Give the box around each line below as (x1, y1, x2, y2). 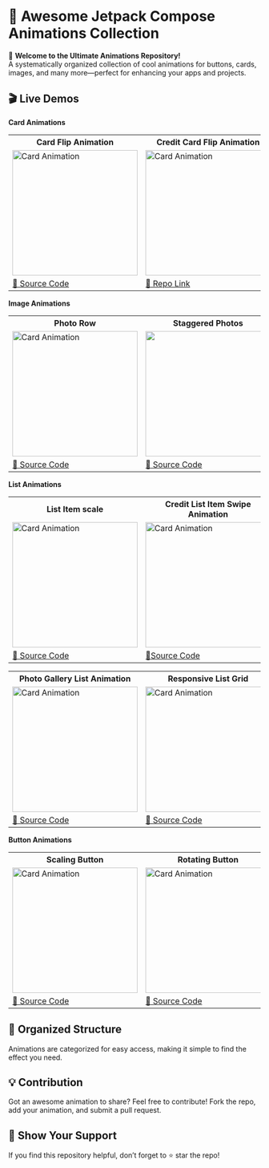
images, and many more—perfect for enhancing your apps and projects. (8, 67, 247, 77)
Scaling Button (46, 854, 104, 865)
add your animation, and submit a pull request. (8, 1105, 162, 1115)
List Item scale (46, 503, 104, 514)
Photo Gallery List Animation (18, 673, 131, 684)
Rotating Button (177, 854, 239, 865)
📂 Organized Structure (8, 1023, 122, 1036)
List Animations (8, 479, 62, 489)
